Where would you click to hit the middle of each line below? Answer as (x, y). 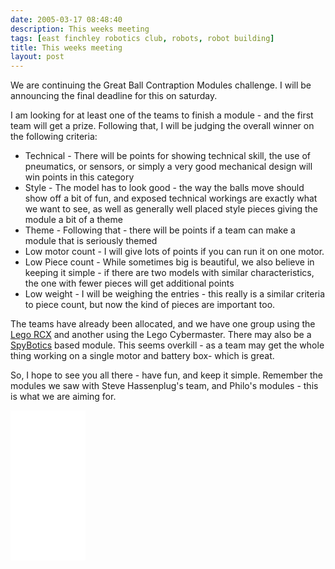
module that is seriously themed (91, 241)
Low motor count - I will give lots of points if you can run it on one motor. (174, 252)
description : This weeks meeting (80, 29)
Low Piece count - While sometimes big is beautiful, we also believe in (169, 262)
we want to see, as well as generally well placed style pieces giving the (171, 209)
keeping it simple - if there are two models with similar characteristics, (169, 273)
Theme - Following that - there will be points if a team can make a (160, 230)
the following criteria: (54, 137)
